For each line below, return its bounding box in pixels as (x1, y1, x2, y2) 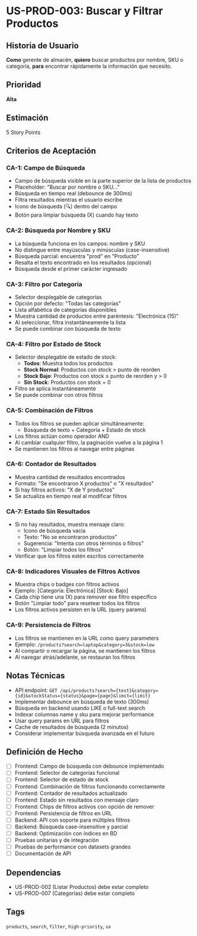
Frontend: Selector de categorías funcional (14, 769, 120, 777)
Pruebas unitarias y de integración (14, 837, 99, 843)
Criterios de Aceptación (6, 146, 96, 156)
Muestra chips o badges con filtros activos (14, 581, 120, 588)
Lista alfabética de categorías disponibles (14, 306, 117, 313)
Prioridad (6, 80, 42, 90)
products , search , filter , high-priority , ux (6, 922, 112, 929)
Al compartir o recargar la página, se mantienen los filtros (14, 647, 156, 654)
